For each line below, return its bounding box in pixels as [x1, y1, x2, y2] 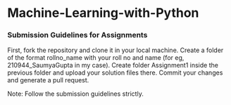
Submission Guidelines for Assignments [7, 30, 148, 40]
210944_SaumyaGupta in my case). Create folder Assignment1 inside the [7, 61, 218, 70]
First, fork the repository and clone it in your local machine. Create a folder [7, 46, 224, 54]
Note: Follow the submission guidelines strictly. [7, 89, 144, 98]
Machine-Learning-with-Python [7, 5, 199, 21]
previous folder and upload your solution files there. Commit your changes [7, 68, 223, 77]
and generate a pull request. [7, 76, 89, 85]
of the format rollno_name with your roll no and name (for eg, [7, 54, 185, 62]
